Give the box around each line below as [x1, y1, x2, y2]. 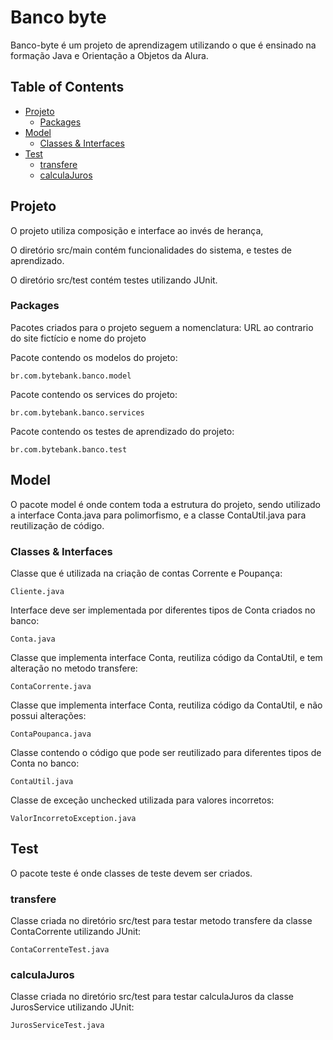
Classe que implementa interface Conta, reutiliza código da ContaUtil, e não [10, 699, 323, 711]
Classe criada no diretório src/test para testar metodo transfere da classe [10, 915, 313, 927]
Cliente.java [10, 586, 65, 596]
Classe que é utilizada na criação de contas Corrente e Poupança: [10, 567, 283, 579]
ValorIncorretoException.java [10, 813, 137, 823]
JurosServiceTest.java [10, 1021, 105, 1031]
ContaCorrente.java [10, 681, 92, 691]
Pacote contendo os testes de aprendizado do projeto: [10, 425, 235, 437]
